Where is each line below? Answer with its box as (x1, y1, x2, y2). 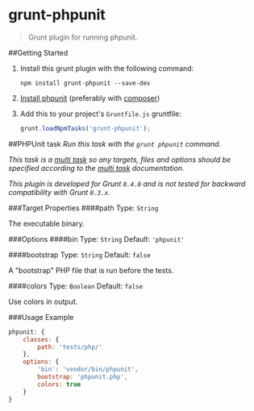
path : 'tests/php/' (37, 342, 103, 351)
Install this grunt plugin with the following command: (19, 63, 194, 73)
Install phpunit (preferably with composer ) (19, 93, 160, 102)
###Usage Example (8, 312, 74, 322)
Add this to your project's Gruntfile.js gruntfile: (19, 109, 181, 118)
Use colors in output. (8, 297, 78, 306)
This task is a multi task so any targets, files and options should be (8, 155, 231, 164)
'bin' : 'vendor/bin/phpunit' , (37, 365, 139, 374)
